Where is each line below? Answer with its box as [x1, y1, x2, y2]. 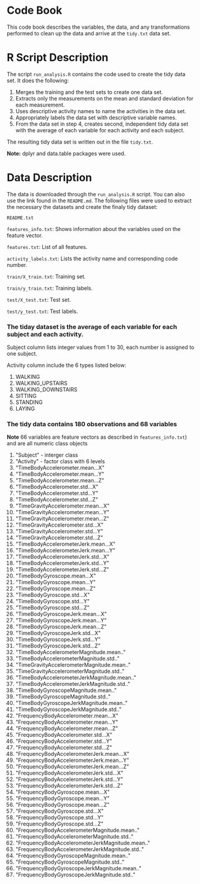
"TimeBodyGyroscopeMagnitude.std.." [15, 693, 111, 700]
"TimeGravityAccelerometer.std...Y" [15, 528, 103, 535]
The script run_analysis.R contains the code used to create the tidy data [7, 70, 186, 78]
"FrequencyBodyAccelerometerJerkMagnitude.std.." [15, 846, 144, 853]
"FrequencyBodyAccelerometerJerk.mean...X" [15, 751, 130, 758]
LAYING [15, 405, 35, 412]
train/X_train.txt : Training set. [7, 273, 86, 280]
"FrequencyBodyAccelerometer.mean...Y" [15, 719, 119, 726]
